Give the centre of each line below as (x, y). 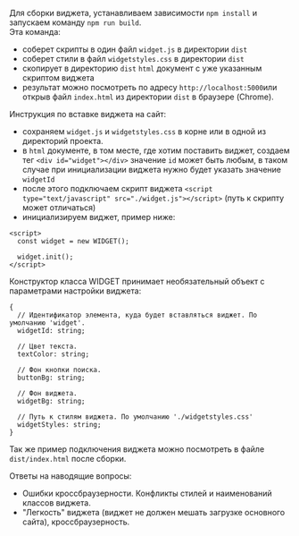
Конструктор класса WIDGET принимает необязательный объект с (137, 281)
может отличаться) (59, 208)
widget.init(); (46, 257)
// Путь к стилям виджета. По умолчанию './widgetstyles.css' (135, 417)
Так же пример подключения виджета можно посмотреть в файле (137, 449)
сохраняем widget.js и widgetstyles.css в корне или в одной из (144, 132)
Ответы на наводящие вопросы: (71, 476)
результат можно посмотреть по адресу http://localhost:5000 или (149, 87)
